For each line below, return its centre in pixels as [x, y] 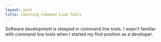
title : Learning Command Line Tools [43, 14]
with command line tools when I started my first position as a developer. [79, 34]
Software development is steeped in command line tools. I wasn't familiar [80, 28]
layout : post [19, 10]
